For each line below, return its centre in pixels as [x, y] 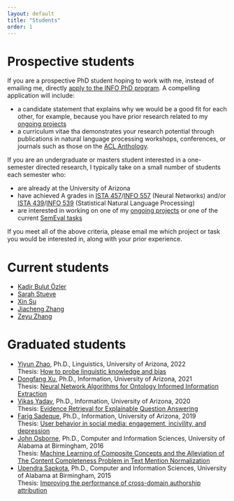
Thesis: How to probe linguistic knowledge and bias [92, 372]
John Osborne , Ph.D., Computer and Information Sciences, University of [121, 439]
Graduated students [67, 345]
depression [34, 431]
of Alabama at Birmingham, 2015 [64, 476]
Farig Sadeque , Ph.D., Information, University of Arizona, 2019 [107, 416]
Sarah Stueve [37, 294]
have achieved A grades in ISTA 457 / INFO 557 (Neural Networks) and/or [122, 196]
